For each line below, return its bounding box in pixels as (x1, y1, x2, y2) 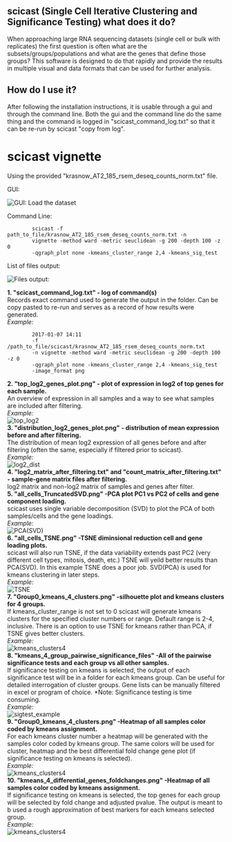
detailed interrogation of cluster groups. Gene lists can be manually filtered (7, 680, 221, 689)
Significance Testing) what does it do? (7, 17, 176, 28)
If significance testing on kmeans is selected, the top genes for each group (7, 791, 221, 799)
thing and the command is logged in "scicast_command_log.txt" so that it (7, 117, 215, 125)
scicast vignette (7, 149, 102, 165)
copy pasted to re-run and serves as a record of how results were (7, 303, 195, 311)
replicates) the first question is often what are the (7, 41, 148, 50)
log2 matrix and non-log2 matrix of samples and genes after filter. (7, 482, 195, 490)
